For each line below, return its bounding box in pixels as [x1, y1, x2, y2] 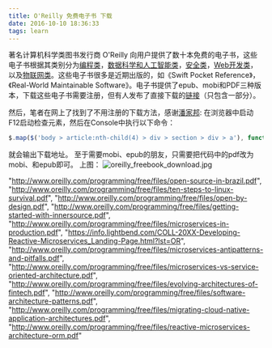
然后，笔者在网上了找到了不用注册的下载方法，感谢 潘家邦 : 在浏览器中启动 [8, 108, 253, 117]
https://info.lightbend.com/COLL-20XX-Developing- [67, 227, 240, 237]
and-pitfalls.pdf [8, 253, 60, 263]
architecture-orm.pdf [8, 331, 79, 341]
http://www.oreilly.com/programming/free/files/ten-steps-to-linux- [11, 185, 234, 194]
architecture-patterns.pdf [8, 296, 93, 306]
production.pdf [8, 227, 58, 237]
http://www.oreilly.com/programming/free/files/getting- [53, 202, 240, 211]
